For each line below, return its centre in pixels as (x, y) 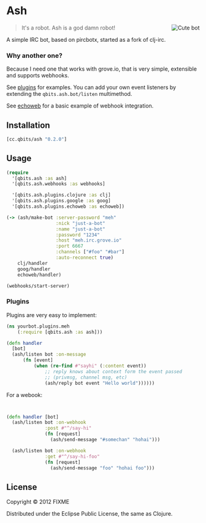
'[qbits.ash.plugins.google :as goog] (62, 201)
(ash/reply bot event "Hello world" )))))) (100, 383)
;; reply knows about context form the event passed (114, 372)
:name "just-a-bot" (80, 229)
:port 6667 (70, 246)
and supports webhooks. (38, 76)
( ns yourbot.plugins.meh (38, 326)
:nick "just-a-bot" (80, 223)
